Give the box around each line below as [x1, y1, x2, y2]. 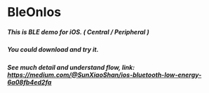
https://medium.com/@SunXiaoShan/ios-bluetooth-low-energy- [7, 71, 202, 79]
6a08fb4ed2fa [7, 78, 52, 86]
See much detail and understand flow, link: [7, 63, 135, 71]
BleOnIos [7, 4, 62, 20]
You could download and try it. [7, 45, 100, 54]
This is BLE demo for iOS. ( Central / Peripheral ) [7, 27, 149, 36]
